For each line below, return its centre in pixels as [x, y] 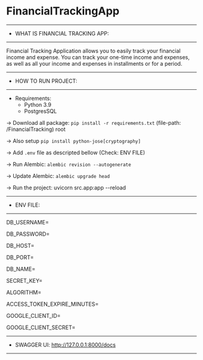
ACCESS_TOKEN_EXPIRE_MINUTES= [53, 304]
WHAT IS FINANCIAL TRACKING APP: [62, 33]
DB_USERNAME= [28, 222]
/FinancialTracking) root [36, 129]
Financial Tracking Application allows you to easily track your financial [94, 51]
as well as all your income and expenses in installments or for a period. [94, 63]
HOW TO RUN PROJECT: [46, 81]
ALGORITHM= [24, 292]
